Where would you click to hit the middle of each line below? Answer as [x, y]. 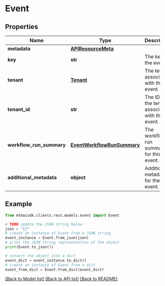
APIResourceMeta [92, 49]
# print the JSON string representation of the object [62, 243]
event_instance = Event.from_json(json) [47, 238]
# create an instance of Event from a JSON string [58, 234]
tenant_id [19, 109]
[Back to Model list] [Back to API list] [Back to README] [61, 279]
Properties [22, 27]
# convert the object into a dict [41, 256]
